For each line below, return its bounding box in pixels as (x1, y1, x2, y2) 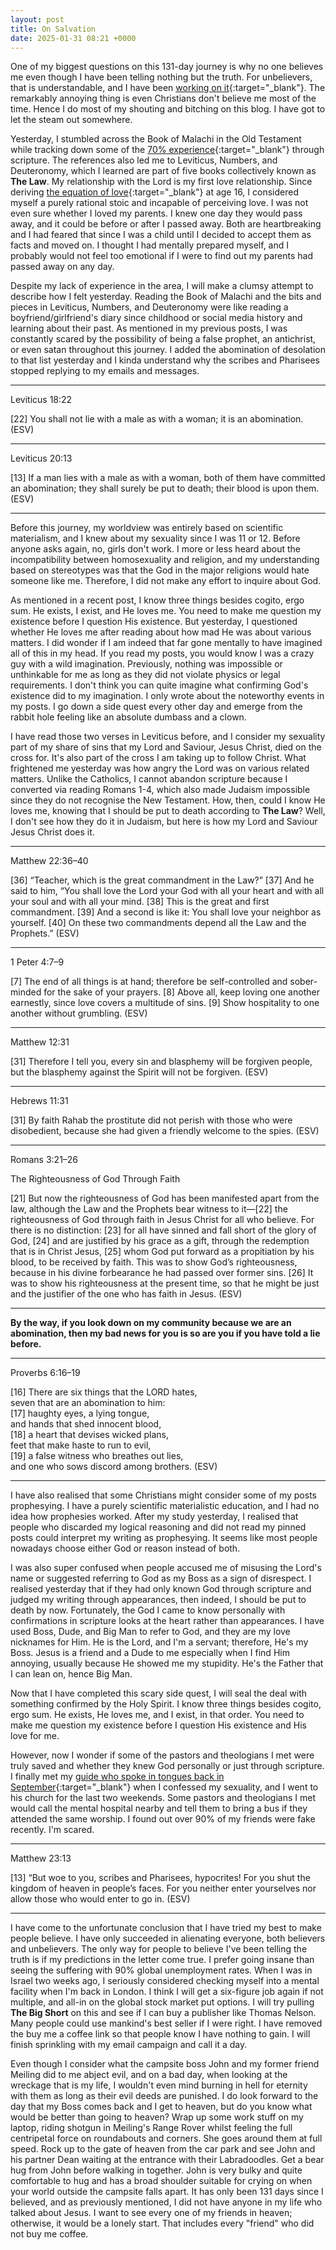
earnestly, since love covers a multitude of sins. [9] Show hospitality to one (10, 997, 320, 1009)
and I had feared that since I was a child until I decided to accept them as (10, 229, 312, 241)
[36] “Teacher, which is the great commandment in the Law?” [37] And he (10, 874, 315, 886)
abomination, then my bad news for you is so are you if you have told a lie (10, 1327, 321, 1340)
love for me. (10, 1730, 60, 1742)
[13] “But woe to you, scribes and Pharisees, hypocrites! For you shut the (10, 1872, 311, 1884)
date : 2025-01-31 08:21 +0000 (10, 33, 137, 43)
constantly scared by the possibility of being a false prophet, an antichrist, (10, 333, 317, 345)
